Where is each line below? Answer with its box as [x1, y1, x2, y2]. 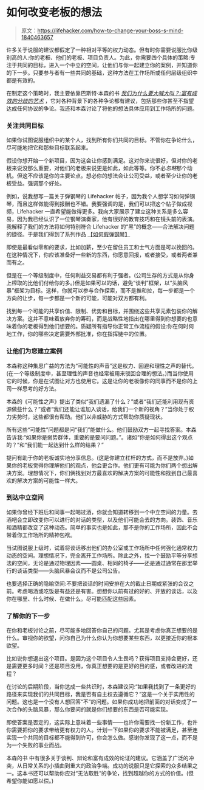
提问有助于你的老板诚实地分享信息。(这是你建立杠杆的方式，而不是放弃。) [6, 454, 189, 461]
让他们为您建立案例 [6, 347, 63, 356]
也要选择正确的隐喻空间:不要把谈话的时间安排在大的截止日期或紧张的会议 [6, 580, 189, 587]
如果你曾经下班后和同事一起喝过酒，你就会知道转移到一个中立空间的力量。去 [6, 508, 198, 516]
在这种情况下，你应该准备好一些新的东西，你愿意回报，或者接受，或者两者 [6, 251, 192, 258]
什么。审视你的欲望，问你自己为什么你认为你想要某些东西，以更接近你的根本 [6, 634, 198, 642]
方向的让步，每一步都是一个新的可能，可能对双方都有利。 [6, 294, 150, 302]
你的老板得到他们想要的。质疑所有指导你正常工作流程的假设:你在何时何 [16, 323, 194, 330]
